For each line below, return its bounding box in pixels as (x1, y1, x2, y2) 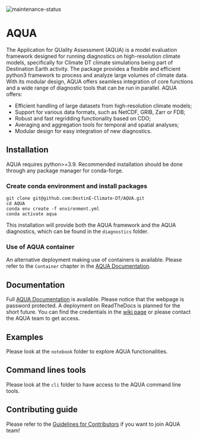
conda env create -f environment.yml (6, 206, 100, 212)
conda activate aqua (6, 211, 58, 217)
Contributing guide (6, 404, 78, 415)
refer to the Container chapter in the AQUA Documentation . (6, 262, 151, 270)
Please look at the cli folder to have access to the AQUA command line (6, 381, 181, 388)
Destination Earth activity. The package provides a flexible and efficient (6, 65, 181, 72)
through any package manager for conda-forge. (6, 167, 124, 174)
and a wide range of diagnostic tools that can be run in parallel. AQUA (6, 84, 177, 91)
